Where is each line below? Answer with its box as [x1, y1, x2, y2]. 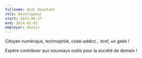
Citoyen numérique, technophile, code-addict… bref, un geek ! [5, 38, 129, 44]
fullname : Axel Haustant [5, 7, 55, 12]
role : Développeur [5, 12, 42, 16]
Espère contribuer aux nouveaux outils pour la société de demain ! [5, 48, 138, 54]
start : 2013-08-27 [5, 16, 42, 21]
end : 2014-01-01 [5, 20, 38, 26]
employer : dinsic [5, 25, 40, 30]
